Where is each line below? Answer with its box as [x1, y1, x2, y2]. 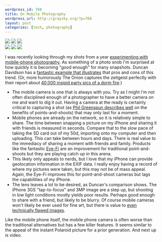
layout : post [5, 20, 31, 26]
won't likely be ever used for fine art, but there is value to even [12, 202, 137, 208]
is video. [5, 232, 22, 238]
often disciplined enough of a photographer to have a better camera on [12, 94, 154, 100]
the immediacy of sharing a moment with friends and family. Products [12, 141, 151, 147]
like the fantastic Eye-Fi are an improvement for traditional [12, 146, 128, 151]
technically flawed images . [12, 208, 66, 213]
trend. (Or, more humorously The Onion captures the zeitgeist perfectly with [5, 75, 156, 80]
